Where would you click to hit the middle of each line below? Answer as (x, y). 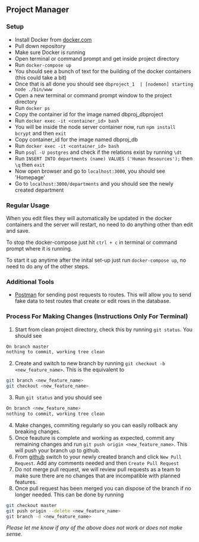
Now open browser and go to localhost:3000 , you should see (90, 171)
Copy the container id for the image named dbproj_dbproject (89, 114)
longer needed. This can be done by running (69, 495)
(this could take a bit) (41, 77)
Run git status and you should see (58, 398)
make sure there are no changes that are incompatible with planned (97, 476)
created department (39, 190)
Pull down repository (40, 46)
